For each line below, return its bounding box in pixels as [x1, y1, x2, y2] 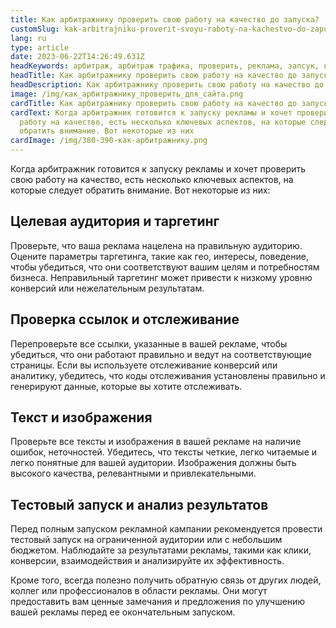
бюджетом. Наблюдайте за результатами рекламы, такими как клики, [10, 544, 312, 556]
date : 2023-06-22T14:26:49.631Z [10, 52, 145, 62]
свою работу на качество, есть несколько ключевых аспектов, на [10, 174, 294, 185]
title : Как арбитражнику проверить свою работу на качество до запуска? [10, 14, 320, 25]
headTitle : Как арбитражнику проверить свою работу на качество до [10, 71, 298, 81]
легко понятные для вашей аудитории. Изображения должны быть [10, 457, 297, 469]
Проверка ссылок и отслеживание [10, 311, 240, 328]
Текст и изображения [10, 409, 153, 426]
